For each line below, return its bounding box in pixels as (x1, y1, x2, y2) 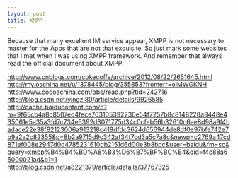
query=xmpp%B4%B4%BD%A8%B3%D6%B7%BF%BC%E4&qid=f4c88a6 (7, 148, 228, 156)
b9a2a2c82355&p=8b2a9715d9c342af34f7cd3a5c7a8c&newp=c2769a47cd (7, 132, 231, 141)
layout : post (7, 10, 46, 18)
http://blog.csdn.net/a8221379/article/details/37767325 (7, 162, 170, 171)
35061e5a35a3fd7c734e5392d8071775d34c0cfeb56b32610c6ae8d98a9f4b (7, 117, 230, 126)
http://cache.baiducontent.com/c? (7, 102, 108, 111)
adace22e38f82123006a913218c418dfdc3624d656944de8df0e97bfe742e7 (7, 125, 229, 133)
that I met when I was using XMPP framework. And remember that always (7, 51, 222, 60)
